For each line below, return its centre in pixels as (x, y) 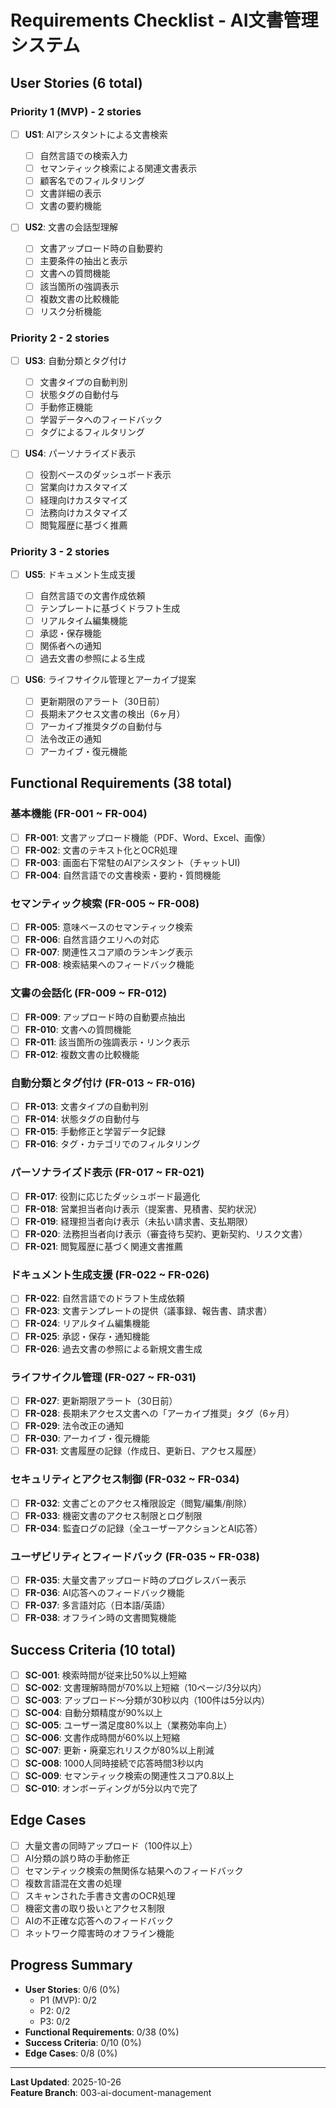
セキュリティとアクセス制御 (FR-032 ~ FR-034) (125, 1479)
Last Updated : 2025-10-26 (66, 2082)
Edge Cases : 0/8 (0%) (71, 2053)
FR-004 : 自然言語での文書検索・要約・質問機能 (123, 875)
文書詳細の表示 (70, 193)
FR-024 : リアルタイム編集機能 (87, 1323)
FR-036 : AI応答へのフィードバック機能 (104, 1593)
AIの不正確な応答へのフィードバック (99, 1920)
